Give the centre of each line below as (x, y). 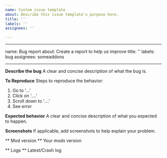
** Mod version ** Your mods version (43, 141)
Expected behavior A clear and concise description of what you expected (81, 116)
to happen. (16, 121)
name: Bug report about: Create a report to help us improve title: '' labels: (80, 52)
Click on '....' (25, 96)
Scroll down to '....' (31, 101)
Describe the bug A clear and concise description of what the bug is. (76, 71)
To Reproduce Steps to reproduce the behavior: (54, 81)
